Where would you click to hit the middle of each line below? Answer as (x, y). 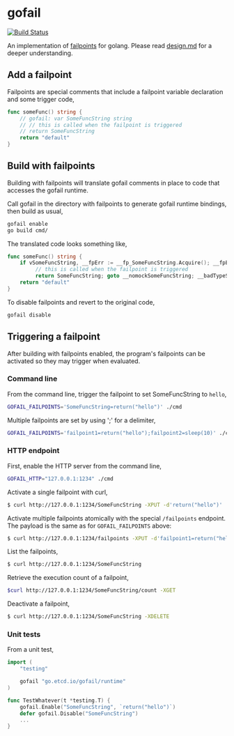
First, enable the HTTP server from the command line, (85, 466)
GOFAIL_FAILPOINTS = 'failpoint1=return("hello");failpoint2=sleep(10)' (112, 433)
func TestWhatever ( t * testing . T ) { (59, 700)
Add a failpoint (39, 75)
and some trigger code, (41, 99)
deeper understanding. (40, 53)
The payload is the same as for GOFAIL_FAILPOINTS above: (89, 526)
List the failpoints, (33, 551)
